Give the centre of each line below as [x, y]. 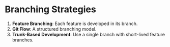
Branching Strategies [50, 9]
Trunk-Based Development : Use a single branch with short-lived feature [88, 34]
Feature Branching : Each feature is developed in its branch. [75, 24]
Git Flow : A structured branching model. [54, 29]
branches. [23, 40]
